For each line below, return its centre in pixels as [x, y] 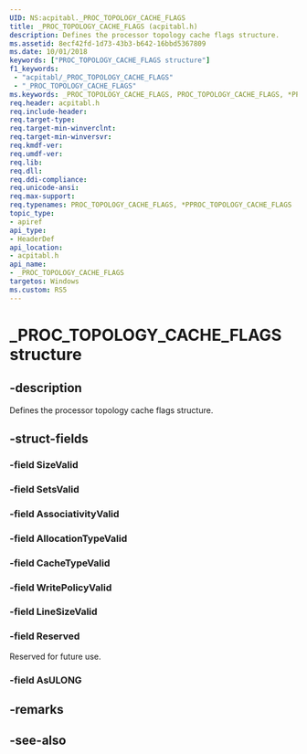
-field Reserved [45, 636]
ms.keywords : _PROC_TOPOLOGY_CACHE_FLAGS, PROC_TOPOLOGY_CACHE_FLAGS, [147, 94]
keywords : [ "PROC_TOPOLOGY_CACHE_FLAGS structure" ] [110, 60]
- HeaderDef [32, 239]
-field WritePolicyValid [61, 588]
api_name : [28, 265]
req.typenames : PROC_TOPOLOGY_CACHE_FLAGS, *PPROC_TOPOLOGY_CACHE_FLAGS [151, 205]
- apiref [26, 222]
